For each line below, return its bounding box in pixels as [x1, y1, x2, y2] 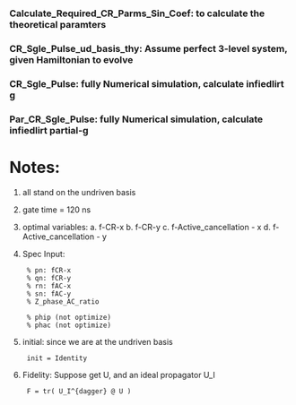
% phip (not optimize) [26, 313, 112, 322]
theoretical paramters [9, 18, 107, 30]
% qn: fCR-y [26, 273, 72, 282]
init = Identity [26, 353, 88, 363]
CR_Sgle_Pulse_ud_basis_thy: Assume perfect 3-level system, [9, 42, 288, 55]
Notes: [9, 157, 61, 177]
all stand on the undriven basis [22, 186, 136, 197]
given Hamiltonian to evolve [9, 53, 134, 65]
